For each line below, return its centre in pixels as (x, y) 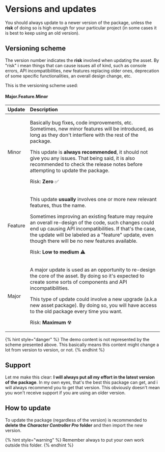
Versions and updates (51, 9)
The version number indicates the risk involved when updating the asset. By (82, 60)
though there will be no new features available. (84, 241)
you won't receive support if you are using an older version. (66, 393)
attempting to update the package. (70, 170)
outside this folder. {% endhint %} (39, 445)
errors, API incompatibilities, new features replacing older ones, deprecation (82, 71)
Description (44, 109)
